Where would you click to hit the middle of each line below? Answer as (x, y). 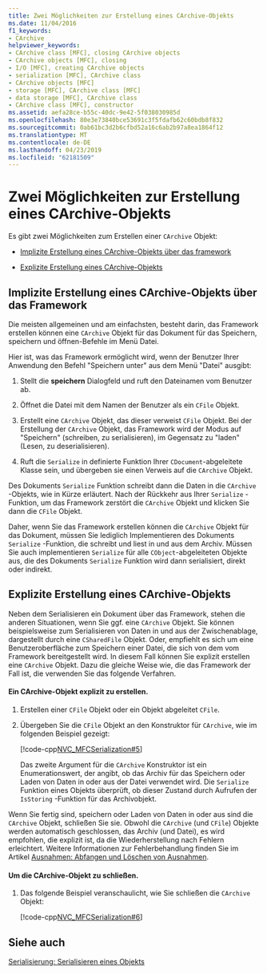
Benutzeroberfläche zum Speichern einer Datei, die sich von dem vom (124, 648)
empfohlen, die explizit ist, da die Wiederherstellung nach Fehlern (116, 840)
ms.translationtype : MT (48, 135)
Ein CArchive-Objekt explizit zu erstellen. (78, 692)
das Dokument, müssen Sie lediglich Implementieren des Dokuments (122, 535)
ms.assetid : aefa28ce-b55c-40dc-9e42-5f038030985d (94, 113)
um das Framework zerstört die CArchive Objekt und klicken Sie (145, 503)
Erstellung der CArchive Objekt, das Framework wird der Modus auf (131, 429)
